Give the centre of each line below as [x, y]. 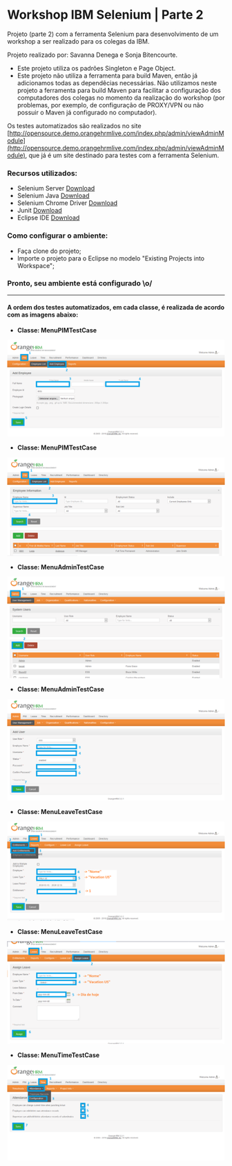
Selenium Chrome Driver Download [67, 203]
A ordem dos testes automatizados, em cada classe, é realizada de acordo [116, 308]
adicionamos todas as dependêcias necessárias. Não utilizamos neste [117, 82]
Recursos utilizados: [42, 173]
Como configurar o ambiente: [58, 236]
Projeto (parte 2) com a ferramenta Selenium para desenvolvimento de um [113, 34]
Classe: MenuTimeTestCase [58, 1055]
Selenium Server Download [56, 188]
